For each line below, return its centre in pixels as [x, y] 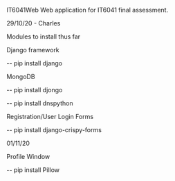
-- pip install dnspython [40, 103]
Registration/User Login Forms [50, 117]
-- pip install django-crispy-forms [54, 130]
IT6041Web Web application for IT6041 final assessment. [87, 10]
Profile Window [28, 157]
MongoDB [21, 76]
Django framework [33, 50]
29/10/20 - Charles [34, 23]
